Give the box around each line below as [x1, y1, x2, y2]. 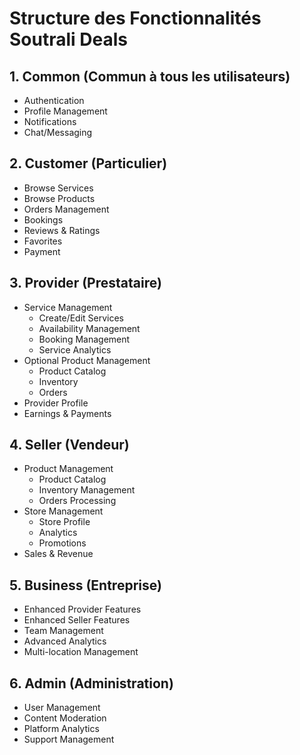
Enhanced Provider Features [23, 603, 142, 616]
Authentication [23, 95, 85, 106]
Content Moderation [23, 712, 107, 724]
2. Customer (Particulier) [9, 155, 168, 172]
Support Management [23, 733, 115, 746]
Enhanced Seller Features [23, 614, 131, 626]
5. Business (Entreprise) [9, 577, 162, 594]
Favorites [23, 235, 63, 247]
